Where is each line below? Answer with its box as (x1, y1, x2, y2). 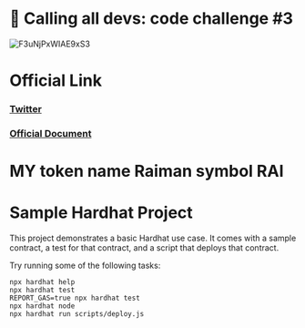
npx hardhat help (9, 278, 76, 287)
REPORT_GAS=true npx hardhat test (9, 293, 141, 303)
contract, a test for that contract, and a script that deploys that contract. (9, 242, 280, 253)
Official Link (9, 70, 103, 91)
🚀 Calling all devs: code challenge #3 (9, 8, 294, 29)
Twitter (9, 103, 43, 116)
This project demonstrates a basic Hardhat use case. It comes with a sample (9, 232, 297, 244)
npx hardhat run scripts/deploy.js (9, 310, 145, 319)
